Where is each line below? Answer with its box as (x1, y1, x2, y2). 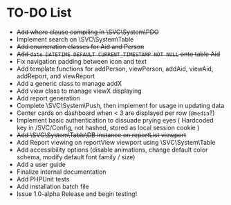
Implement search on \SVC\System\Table (16, 35, 134, 43)
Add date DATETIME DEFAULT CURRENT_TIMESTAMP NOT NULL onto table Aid (16, 50, 221, 58)
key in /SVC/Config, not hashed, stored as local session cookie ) (16, 123, 200, 132)
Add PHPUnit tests (16, 175, 70, 183)
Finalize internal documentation (16, 168, 107, 176)
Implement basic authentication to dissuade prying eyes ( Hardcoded (16, 116, 214, 124)
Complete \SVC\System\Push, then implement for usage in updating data (16, 101, 225, 109)
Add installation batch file (16, 182, 89, 190)
